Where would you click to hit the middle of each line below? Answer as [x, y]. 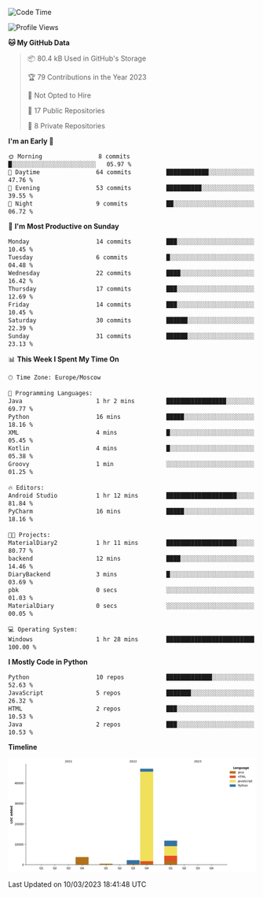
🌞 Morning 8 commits [69, 157]
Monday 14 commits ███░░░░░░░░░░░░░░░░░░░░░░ [131, 242]
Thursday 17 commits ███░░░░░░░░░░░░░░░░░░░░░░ [131, 289]
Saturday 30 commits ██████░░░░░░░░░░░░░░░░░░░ [131, 321]
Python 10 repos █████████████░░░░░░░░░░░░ [131, 677]
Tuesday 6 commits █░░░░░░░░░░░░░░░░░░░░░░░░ [131, 258]
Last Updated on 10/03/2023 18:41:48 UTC [77, 884]
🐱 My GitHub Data [39, 43]
